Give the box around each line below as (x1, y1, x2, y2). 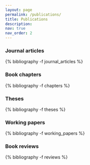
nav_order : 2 (5, 31, 32, 36)
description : (5, 21, 32, 27)
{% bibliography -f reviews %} (5, 154, 68, 160)
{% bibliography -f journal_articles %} (5, 59, 83, 65)
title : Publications (5, 17, 48, 22)
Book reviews (5, 143, 39, 150)
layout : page (5, 7, 32, 13)
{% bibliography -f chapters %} (5, 82, 70, 88)
